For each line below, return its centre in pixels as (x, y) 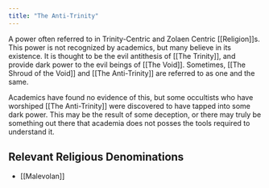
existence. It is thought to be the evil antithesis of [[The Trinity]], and (122, 56)
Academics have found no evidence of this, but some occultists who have (131, 97)
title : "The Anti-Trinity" (54, 16)
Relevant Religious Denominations (96, 157)
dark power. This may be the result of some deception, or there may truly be (135, 115)
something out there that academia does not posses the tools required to (129, 123)
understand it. (31, 132)
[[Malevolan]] (42, 176)
